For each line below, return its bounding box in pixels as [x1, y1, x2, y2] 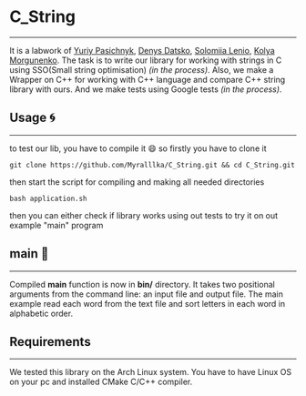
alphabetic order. [9, 308, 74, 319]
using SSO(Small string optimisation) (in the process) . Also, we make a [9, 64, 274, 75]
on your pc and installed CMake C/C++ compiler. [9, 376, 193, 388]
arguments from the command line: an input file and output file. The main [9, 289, 284, 300]
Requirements [9, 334, 91, 350]
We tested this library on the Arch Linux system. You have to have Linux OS [9, 367, 292, 378]
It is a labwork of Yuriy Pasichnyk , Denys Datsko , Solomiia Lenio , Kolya [9, 45, 275, 56]
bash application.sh [9, 194, 88, 203]
